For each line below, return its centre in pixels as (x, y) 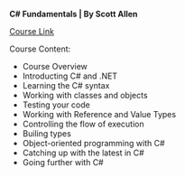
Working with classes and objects (85, 95)
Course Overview (55, 66)
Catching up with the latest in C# (83, 153)
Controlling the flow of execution (83, 124)
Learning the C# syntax (66, 85)
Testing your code (56, 105)
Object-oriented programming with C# (93, 143)
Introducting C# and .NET (70, 76)
